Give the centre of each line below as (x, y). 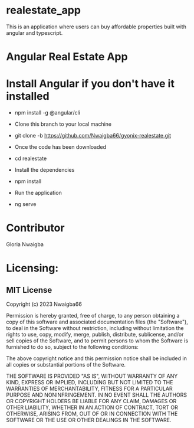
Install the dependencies (45, 170)
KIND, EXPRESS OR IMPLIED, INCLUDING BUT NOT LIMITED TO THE (90, 382)
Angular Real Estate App (67, 57)
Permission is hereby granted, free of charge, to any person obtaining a (93, 316)
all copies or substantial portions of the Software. (66, 365)
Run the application (38, 193)
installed (28, 97)
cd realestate (31, 159)
